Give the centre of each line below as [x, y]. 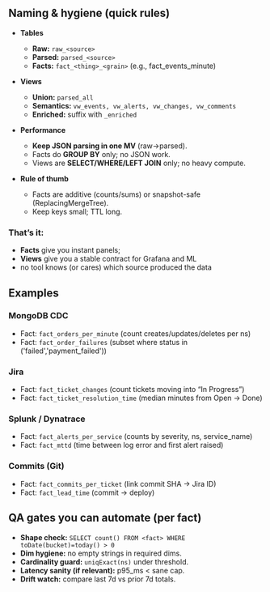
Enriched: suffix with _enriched [84, 114]
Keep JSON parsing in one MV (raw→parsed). [110, 146]
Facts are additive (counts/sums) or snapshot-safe [116, 194]
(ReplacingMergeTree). [70, 202]
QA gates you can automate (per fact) [105, 518]
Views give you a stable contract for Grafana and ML [108, 259]
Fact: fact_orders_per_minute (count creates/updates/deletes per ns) [135, 333]
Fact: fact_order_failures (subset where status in [104, 342]
